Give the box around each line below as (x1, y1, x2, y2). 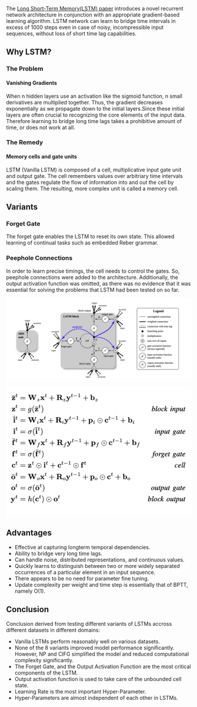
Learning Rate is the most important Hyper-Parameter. (14, 688, 146, 695)
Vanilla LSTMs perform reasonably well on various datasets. (14, 637, 161, 645)
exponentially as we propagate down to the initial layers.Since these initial (6, 105, 185, 112)
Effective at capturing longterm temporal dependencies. (14, 543, 151, 550)
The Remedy (6, 138, 44, 147)
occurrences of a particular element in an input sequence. (14, 569, 156, 576)
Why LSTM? (6, 47, 52, 57)
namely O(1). (14, 587, 46, 594)
